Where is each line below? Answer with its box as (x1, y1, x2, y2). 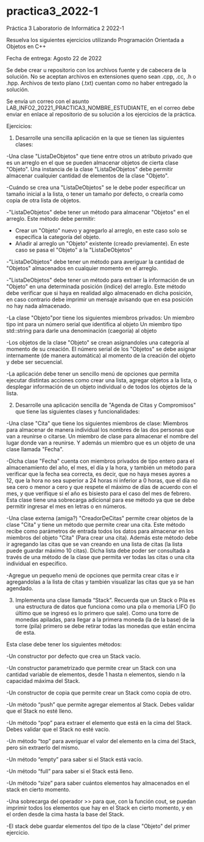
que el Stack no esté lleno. (6, 707, 73, 715)
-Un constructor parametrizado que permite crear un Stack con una (6, 664, 177, 671)
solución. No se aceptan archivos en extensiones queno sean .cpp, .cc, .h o (6, 73, 197, 80)
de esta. (15, 629, 36, 636)
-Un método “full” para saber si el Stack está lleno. (6, 767, 134, 775)
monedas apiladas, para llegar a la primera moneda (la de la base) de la (15, 616, 195, 623)
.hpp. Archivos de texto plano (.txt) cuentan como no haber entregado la (6, 79, 188, 87)
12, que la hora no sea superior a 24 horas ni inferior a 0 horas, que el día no (6, 477, 198, 484)
